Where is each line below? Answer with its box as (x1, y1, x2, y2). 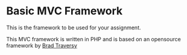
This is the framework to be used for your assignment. (6, 24, 141, 31)
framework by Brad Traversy (6, 42, 77, 49)
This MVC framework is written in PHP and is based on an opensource (6, 35, 181, 42)
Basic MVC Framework (6, 4, 123, 18)
